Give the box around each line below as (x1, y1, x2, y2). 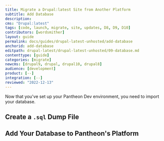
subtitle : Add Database (5, 12, 54, 17)
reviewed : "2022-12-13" (5, 80, 54, 85)
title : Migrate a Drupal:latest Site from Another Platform (5, 7, 131, 12)
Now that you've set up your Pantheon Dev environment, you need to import (5, 94, 160, 99)
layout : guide (5, 35, 34, 40)
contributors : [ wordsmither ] (5, 30, 65, 35)
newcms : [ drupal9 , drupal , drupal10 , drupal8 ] (5, 62, 102, 67)
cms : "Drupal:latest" (5, 21, 50, 26)
